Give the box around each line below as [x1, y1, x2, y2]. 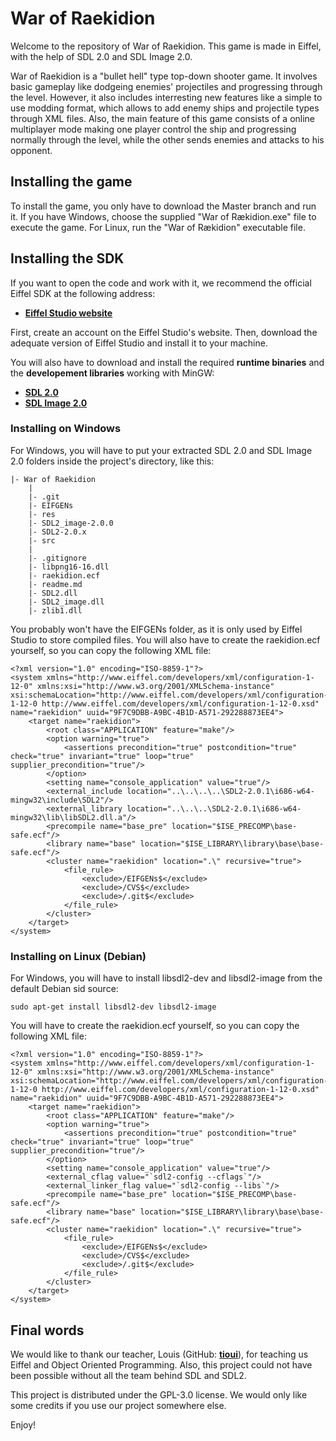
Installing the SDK [10, 250, 125, 267]
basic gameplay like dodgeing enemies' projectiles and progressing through [10, 80, 323, 92]
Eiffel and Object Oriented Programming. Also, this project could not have [10, 1358, 313, 1371]
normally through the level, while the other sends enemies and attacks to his [10, 133, 325, 146]
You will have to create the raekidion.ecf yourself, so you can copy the [10, 1020, 300, 1032]
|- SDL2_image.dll [28, 597, 105, 607]
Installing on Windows [10, 422, 122, 436]
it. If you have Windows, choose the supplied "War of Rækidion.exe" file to [10, 210, 317, 222]
